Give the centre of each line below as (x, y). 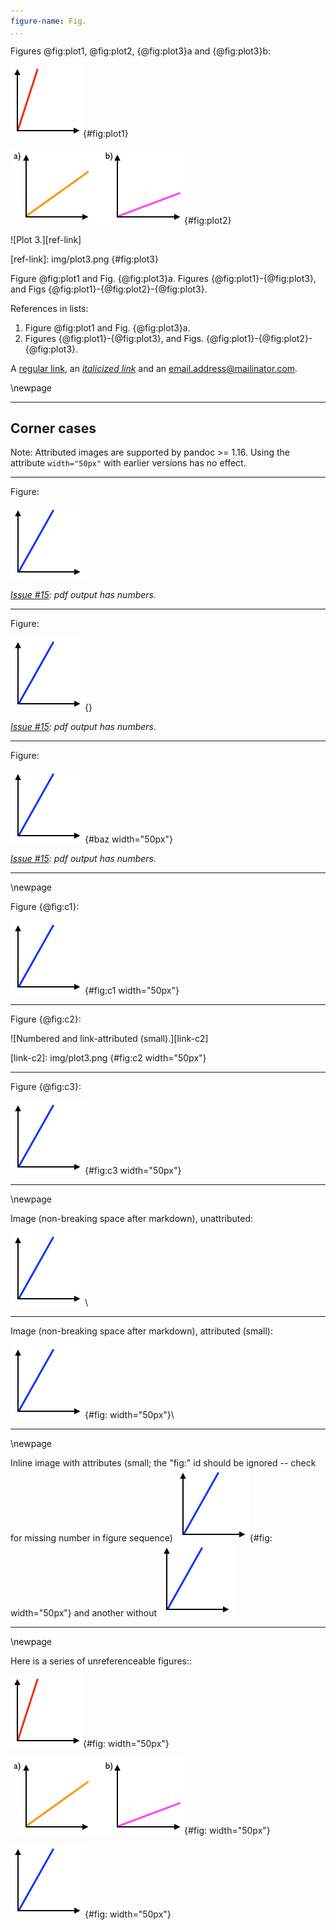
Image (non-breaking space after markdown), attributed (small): (141, 1331)
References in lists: (49, 308)
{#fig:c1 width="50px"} (132, 991)
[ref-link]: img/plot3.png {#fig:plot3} (84, 259)
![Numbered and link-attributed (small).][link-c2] (109, 1039)
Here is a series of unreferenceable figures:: (101, 1661)
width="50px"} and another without (84, 1613)
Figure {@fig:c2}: (46, 1019)
